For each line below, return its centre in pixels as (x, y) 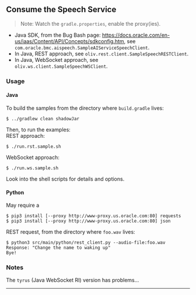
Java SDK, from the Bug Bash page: (57, 35)
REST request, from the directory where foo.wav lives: (71, 232)
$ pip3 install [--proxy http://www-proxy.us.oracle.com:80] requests (94, 216)
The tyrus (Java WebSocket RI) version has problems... (73, 280)
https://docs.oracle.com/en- (136, 35)
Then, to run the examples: (38, 129)
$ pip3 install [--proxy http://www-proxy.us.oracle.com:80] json (88, 221)
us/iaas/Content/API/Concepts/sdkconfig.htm (69, 41)
